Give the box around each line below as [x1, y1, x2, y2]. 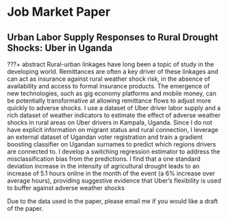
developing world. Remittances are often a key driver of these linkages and [7, 68, 218, 75]
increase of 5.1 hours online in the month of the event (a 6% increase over [7, 169, 216, 177]
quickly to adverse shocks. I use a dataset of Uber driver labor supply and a [7, 104, 221, 112]
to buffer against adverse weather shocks [7, 184, 125, 192]
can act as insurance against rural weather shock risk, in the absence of [7, 75, 211, 83]
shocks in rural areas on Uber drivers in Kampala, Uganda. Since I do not [7, 118, 212, 127]
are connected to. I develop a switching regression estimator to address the [7, 148, 220, 155]
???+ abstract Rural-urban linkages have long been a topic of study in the [7, 60, 214, 68]
